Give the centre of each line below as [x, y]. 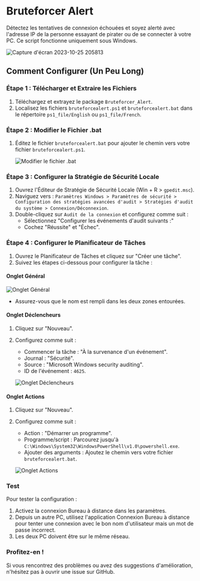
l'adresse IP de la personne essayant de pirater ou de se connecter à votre [99, 34]
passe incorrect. [35, 530]
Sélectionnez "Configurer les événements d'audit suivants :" [99, 221]
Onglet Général [26, 276]
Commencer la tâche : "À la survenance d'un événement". [96, 351]
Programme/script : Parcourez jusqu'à [71, 440]
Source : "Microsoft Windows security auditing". [83, 364]
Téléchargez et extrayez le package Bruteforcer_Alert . [84, 101]
